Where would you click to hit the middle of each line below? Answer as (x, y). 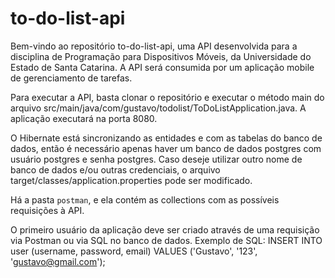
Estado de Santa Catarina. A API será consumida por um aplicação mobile (162, 67)
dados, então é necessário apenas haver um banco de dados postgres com (166, 148)
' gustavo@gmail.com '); (58, 261)
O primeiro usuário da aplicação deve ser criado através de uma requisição (165, 229)
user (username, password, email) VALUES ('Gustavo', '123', (134, 251)
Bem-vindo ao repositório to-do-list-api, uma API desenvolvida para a (154, 46)
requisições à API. (47, 210)
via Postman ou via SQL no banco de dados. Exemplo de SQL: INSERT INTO (166, 240)
